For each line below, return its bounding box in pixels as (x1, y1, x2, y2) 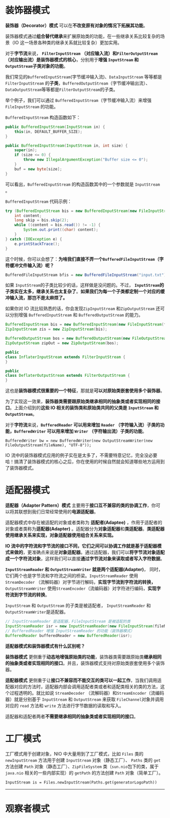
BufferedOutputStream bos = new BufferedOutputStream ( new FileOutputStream (5, 336, 168, 341)
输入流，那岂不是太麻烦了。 (9, 295, 67, 301)
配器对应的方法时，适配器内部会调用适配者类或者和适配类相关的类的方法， (5, 683, 160, 690)
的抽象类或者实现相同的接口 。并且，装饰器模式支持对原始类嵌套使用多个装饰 (5, 660, 165, 666)
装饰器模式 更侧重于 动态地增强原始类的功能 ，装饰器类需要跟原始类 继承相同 (5, 654, 162, 660)
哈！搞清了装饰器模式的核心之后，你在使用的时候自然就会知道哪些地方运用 (5, 458, 160, 465)
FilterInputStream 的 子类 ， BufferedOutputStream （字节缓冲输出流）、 (5, 80, 150, 86)
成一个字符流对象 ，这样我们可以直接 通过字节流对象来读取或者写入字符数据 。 (5, 556, 165, 562)
